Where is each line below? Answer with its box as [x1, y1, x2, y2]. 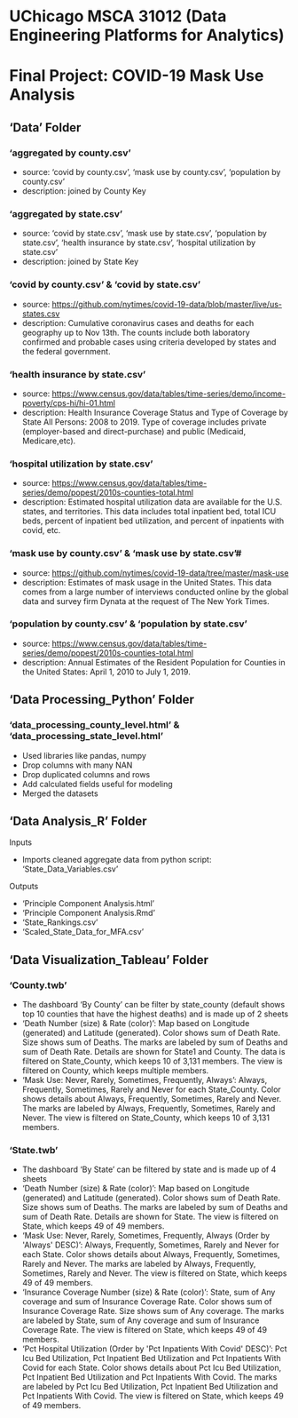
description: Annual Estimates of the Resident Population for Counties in [21, 657, 286, 667]
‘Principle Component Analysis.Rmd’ [21, 908, 155, 919]
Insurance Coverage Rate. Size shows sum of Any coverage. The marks [21, 1306, 285, 1317]
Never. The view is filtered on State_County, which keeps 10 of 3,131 [21, 1112, 271, 1123]
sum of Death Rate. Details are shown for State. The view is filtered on [21, 1211, 279, 1223]
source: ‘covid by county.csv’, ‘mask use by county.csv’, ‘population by [21, 167, 281, 178]
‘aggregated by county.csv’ [9, 147, 131, 159]
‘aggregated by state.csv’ [9, 207, 123, 219]
